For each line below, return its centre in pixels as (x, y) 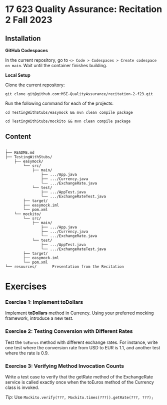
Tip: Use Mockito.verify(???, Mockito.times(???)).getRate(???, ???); (79, 397)
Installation (23, 38)
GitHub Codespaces (27, 50)
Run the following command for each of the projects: (59, 103)
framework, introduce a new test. (39, 318)
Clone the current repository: (35, 85)
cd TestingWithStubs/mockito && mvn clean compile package (68, 121)
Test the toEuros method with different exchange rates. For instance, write (81, 342)
